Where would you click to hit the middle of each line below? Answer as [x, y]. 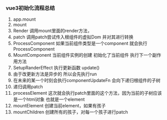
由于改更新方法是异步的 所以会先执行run [55, 74]
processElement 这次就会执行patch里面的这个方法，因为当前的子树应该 [88, 93]
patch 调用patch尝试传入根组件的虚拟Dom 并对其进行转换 [73, 37]
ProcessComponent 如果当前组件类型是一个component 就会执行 [80, 44]
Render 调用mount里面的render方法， [53, 31]
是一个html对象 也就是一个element [49, 99]
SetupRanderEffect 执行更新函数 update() [56, 68]
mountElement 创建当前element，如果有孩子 [59, 106]
